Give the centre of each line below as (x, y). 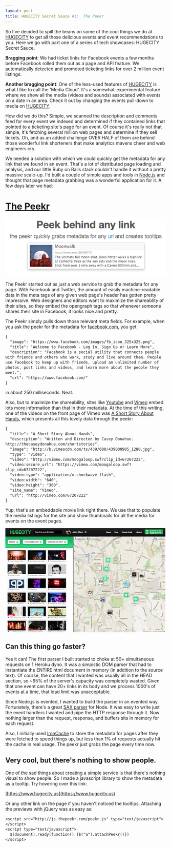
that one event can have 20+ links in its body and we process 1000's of (81, 686)
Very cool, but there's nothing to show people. (81, 761)
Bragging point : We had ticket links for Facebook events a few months (80, 58)
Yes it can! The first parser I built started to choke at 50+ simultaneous (80, 659)
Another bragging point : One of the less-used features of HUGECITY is (81, 84)
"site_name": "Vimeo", (34, 490)
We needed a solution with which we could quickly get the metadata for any (85, 158)
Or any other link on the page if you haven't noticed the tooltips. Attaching (83, 803)
